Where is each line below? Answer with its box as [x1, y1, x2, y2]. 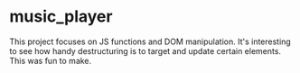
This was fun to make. [9, 55, 92, 66]
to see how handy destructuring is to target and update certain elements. [9, 45, 282, 56]
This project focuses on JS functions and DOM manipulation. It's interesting [9, 36, 291, 47]
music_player [9, 6, 113, 27]
